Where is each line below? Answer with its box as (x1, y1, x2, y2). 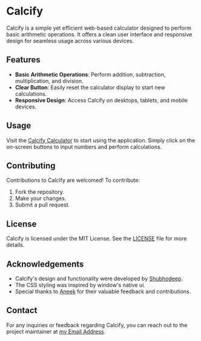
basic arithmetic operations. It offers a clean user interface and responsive (6, 30, 193, 38)
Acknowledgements (6, 259, 84, 269)
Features (6, 55, 41, 65)
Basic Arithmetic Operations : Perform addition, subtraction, (15, 71, 166, 78)
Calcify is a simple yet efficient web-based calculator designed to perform (6, 24, 192, 31)
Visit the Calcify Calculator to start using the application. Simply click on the (6, 136, 196, 144)
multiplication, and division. (15, 77, 84, 84)
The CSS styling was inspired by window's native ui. (15, 282, 145, 288)
